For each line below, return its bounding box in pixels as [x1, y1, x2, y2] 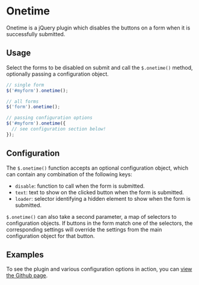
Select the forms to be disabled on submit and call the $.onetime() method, [6, 64, 194, 71]
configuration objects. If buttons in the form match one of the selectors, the [6, 219, 193, 227]
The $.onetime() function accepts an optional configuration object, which [6, 164, 188, 171]
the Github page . [6, 272, 48, 279]
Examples [6, 250, 44, 260]
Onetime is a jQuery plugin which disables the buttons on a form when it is [6, 24, 191, 31]
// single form [6, 82, 44, 88]
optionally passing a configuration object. [6, 70, 109, 78]
